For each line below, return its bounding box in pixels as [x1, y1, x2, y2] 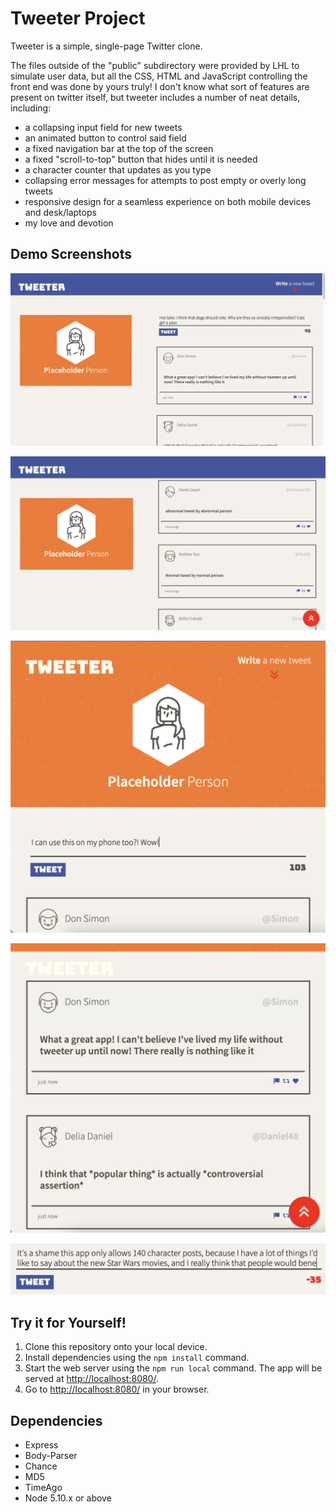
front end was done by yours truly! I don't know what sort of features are [10, 80, 310, 92]
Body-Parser [24, 1449, 78, 1461]
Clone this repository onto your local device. [24, 1341, 208, 1353]
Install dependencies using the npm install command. [24, 1352, 250, 1364]
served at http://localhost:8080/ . [24, 1373, 159, 1385]
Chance [24, 1460, 58, 1472]
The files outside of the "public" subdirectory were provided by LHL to [10, 59, 300, 71]
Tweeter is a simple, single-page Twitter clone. [10, 40, 203, 52]
